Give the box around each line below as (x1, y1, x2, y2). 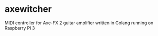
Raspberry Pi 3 (4, 25, 35, 31)
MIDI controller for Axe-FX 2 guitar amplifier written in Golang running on (4, 20, 154, 26)
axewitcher (4, 3, 52, 15)
